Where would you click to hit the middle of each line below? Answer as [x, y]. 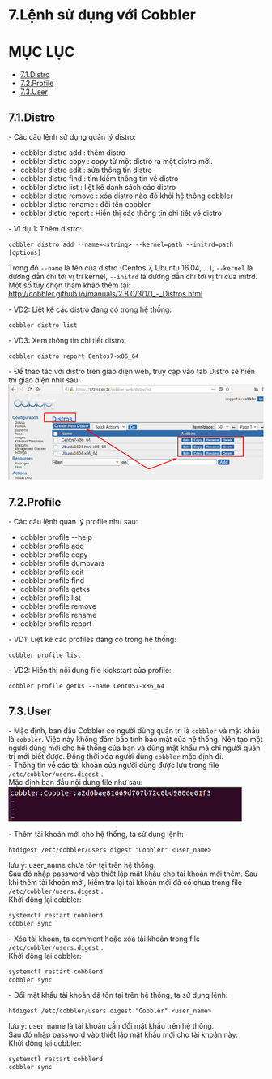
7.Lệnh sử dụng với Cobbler [102, 15]
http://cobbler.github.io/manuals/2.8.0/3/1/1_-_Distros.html [106, 293]
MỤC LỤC [42, 52]
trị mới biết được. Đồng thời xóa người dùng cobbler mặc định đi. [116, 757]
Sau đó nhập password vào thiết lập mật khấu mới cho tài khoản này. [123, 1035]
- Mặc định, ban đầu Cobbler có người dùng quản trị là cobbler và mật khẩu [134, 731]
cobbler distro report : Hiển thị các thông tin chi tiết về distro [121, 213]
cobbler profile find [52, 581]
